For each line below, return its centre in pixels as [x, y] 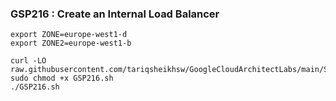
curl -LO [28, 61]
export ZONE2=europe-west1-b [71, 43]
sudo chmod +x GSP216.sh [62, 78]
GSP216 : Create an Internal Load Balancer [115, 14]
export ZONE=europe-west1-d [69, 35]
